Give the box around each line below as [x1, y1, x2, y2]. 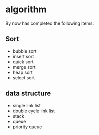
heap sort [12, 69, 33, 75]
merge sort [12, 64, 36, 70]
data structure [5, 89, 51, 98]
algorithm [5, 4, 47, 15]
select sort [12, 74, 35, 81]
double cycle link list [12, 108, 55, 114]
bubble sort [12, 48, 37, 54]
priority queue [12, 124, 42, 130]
